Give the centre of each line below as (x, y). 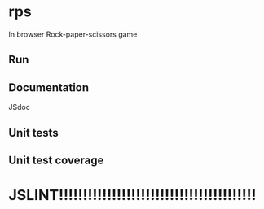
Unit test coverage (56, 160)
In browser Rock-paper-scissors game (73, 34)
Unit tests (33, 133)
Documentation (49, 87)
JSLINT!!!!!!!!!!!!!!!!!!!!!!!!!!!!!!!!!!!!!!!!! (132, 196)
